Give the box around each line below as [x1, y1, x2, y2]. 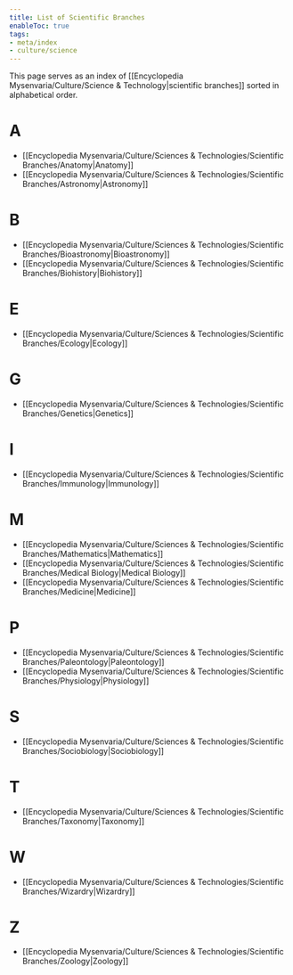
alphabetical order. [9, 90, 78, 101]
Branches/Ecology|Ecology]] [21, 338, 128, 348]
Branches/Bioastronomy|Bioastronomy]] [21, 249, 171, 259]
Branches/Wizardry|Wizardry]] [21, 886, 135, 897]
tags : [9, 29, 29, 38]
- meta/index [9, 37, 58, 47]
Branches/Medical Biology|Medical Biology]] [21, 567, 186, 578]
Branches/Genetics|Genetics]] [21, 407, 134, 419]
